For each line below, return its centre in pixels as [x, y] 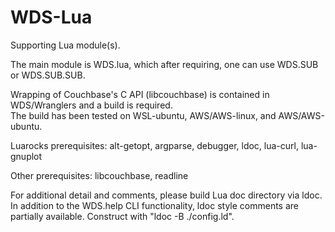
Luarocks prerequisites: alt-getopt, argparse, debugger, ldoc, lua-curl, [154, 145]
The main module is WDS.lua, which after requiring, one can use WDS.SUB [164, 64]
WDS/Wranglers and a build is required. [91, 105]
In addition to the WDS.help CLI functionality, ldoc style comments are [155, 205]
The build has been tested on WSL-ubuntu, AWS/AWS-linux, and [143, 115]
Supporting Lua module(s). [65, 45]
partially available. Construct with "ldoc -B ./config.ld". [122, 216]
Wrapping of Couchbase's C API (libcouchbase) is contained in [140, 94]
